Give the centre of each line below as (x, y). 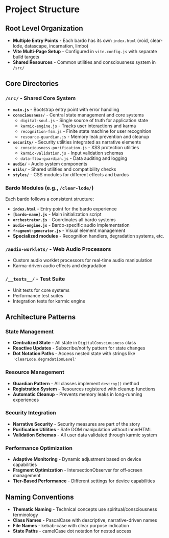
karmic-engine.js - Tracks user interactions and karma (78, 126)
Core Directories (32, 84)
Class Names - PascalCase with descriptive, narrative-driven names (85, 520)
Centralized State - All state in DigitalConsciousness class (74, 343)
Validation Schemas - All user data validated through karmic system (85, 435)
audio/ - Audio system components (50, 163)
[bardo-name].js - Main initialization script (57, 214)
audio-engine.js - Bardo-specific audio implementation (71, 225)
